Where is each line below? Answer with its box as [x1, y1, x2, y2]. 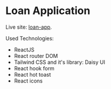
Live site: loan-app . [5, 23, 52, 30]
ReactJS [14, 46, 35, 53]
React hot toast [14, 71, 51, 78]
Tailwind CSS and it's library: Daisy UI [14, 59, 105, 66]
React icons [14, 77, 43, 84]
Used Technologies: [5, 35, 54, 42]
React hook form [14, 64, 55, 71]
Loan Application [5, 4, 90, 18]
